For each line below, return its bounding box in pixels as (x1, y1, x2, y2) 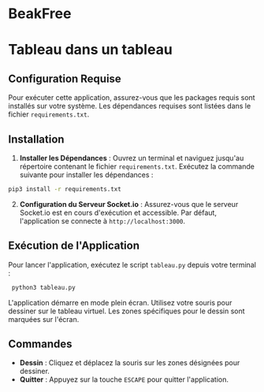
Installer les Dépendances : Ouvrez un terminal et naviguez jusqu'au (19, 153, 244, 162)
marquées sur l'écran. (8, 314, 80, 324)
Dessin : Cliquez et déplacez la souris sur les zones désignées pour (19, 358, 240, 368)
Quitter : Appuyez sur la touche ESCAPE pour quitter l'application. (19, 375, 229, 384)
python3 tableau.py (11, 283, 76, 291)
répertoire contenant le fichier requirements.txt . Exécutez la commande (19, 162, 255, 171)
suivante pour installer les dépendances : (19, 170, 154, 179)
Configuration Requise (8, 72, 122, 85)
